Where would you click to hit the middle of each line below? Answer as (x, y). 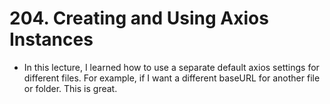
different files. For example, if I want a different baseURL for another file (172, 78)
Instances (51, 39)
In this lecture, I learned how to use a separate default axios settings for (171, 67)
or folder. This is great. (70, 88)
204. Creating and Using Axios (139, 18)
